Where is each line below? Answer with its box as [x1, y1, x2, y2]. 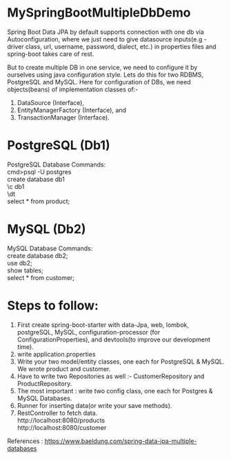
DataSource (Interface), [17, 98, 85, 106]
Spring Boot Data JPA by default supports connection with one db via [7, 28, 205, 36]
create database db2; [7, 251, 68, 260]
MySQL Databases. [17, 394, 72, 402]
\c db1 [7, 182, 25, 191]
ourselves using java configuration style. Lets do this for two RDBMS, [7, 71, 204, 79]
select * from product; [7, 197, 70, 205]
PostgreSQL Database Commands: [7, 160, 106, 169]
